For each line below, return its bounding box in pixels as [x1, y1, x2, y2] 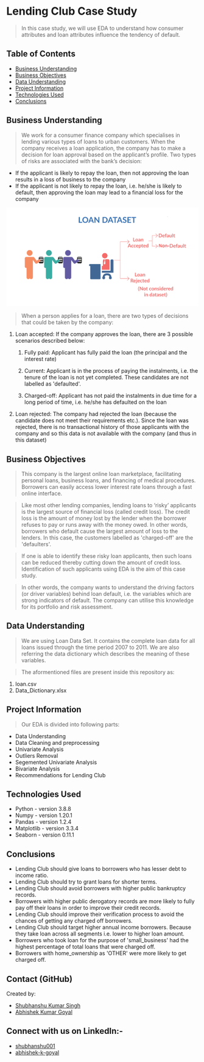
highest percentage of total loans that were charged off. [15, 943, 155, 951]
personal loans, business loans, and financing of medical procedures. [21, 477, 196, 484]
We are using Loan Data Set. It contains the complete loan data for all [21, 637, 195, 644]
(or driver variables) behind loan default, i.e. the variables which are [21, 590, 192, 598]
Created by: [6, 990, 36, 997]
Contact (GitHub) [6, 973, 73, 984]
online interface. [21, 490, 63, 497]
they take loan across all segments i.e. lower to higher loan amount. [15, 930, 185, 937]
